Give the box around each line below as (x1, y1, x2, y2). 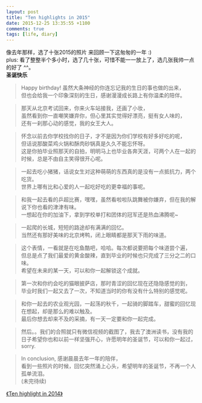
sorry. (21, 343, 36, 350)
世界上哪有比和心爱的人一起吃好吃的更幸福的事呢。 (21, 183, 149, 190)
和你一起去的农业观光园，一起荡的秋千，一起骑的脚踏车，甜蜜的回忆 (21, 300, 191, 308)
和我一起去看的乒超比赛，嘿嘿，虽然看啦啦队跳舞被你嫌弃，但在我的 (21, 196, 191, 203)
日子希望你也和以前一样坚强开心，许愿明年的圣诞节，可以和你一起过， (21, 336, 196, 343)
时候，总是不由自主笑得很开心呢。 (21, 155, 106, 163)
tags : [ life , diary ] (6, 31, 58, 37)
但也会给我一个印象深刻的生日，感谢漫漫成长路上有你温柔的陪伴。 (21, 92, 186, 99)
